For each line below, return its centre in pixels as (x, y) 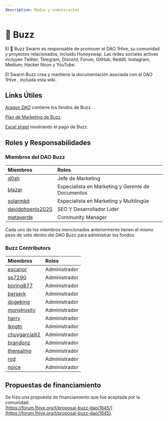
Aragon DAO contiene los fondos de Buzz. (49, 107)
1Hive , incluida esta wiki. (31, 80)
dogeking (19, 302)
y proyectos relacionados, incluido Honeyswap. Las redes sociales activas (82, 54)
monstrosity (22, 310)
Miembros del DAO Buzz (35, 157)
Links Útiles (24, 95)
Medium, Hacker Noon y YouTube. (40, 64)
